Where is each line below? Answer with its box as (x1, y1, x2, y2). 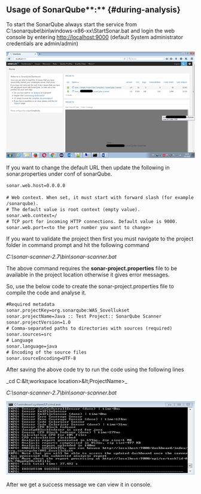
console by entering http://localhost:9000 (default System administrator (6, 33, 184, 41)
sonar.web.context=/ (6, 213, 58, 219)
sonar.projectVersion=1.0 (6, 320, 71, 326)
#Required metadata (6, 302, 55, 308)
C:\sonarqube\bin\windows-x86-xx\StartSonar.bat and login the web (6, 27, 175, 34)
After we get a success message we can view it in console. (6, 481, 152, 488)
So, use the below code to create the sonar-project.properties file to (6, 283, 175, 290)
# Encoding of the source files (6, 350, 87, 356)
